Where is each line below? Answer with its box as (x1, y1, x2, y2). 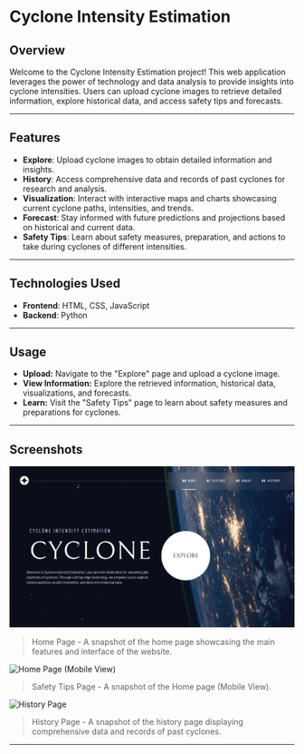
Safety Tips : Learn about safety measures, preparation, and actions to (22, 231, 286, 242)
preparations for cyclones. (22, 406, 121, 418)
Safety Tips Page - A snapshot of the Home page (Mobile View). (31, 681, 271, 691)
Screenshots (9, 442, 83, 457)
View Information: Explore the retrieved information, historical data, (22, 378, 276, 389)
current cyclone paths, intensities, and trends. (22, 202, 195, 213)
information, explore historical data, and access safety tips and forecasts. (9, 95, 283, 106)
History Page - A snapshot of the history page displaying (31, 716, 244, 727)
